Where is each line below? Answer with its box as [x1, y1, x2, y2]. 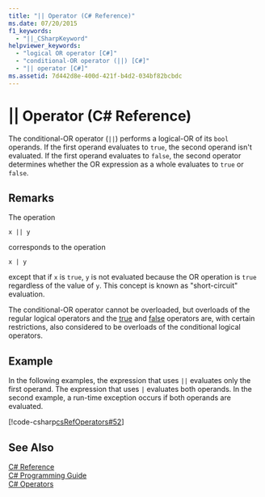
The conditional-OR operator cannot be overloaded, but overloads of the [8, 305, 250, 315]
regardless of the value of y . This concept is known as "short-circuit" [8, 280, 238, 291]
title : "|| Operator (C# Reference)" [8, 11, 136, 20]
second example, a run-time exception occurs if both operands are [8, 393, 232, 402]
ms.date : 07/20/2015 [8, 19, 78, 27]
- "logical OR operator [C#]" [15, 49, 117, 57]
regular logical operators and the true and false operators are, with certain [8, 314, 255, 323]
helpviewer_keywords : [8, 42, 82, 50]
